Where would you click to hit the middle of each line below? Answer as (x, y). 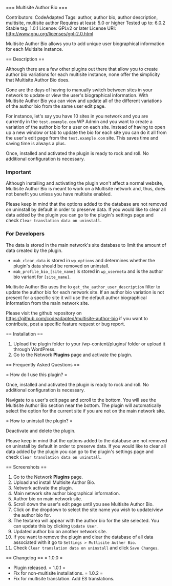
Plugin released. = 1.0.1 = (39, 568)
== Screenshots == (26, 467)
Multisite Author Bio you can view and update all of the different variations (84, 101)
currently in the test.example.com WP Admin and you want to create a (79, 122)
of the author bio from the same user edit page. (56, 106)
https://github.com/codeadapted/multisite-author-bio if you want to (77, 318)
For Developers (25, 234)
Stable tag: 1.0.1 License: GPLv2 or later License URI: (61, 28)
